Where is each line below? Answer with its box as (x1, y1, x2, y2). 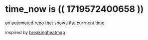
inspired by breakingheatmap (5, 29, 66, 35)
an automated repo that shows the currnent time (5, 20, 105, 26)
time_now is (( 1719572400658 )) (5, 3, 144, 15)
